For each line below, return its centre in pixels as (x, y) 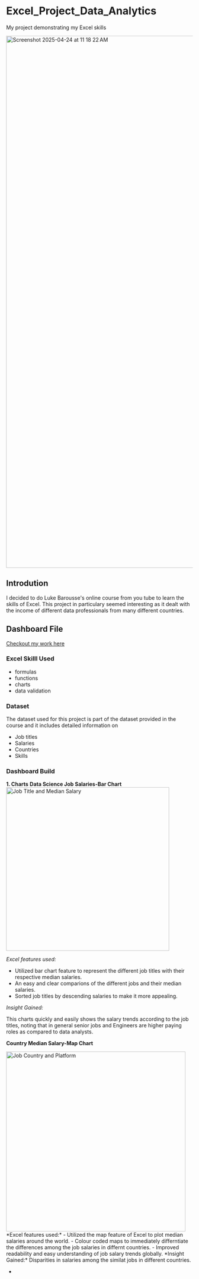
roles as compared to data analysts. (50, 1032)
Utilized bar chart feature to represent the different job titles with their (99, 971)
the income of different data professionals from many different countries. (95, 610)
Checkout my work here (36, 643)
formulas (25, 672)
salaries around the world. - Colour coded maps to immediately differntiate (97, 1241)
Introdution (27, 583)
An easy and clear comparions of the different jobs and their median (98, 983)
